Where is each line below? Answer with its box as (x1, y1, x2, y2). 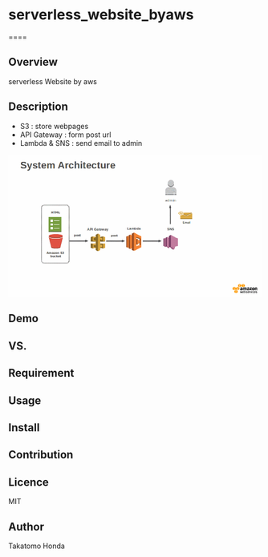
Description (8, 100, 68, 114)
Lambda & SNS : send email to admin (19, 138, 143, 147)
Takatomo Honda (8, 541, 66, 551)
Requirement (8, 366, 75, 380)
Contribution (8, 448, 74, 462)
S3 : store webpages (19, 121, 89, 131)
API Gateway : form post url (19, 130, 112, 139)
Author (8, 519, 44, 534)
